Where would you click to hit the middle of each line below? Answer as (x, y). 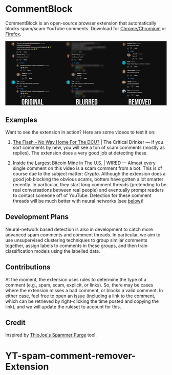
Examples (21, 120)
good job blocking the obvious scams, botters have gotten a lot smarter (88, 179)
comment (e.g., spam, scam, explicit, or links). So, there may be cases (79, 285)
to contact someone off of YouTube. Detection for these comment (82, 195)
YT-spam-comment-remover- (71, 356)
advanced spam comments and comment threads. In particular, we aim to (83, 235)
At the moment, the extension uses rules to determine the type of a (76, 279)
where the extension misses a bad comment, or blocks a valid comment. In (84, 290)
